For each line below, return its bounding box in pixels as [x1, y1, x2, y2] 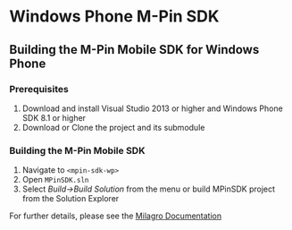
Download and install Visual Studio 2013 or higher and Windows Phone [21, 103, 283, 114]
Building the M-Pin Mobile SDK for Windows [9, 42, 260, 57]
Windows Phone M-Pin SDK [9, 6, 220, 27]
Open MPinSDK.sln [21, 175, 89, 185]
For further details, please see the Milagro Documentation [9, 210, 221, 221]
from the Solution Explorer [21, 193, 120, 204]
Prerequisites [9, 82, 69, 95]
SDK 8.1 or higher [21, 112, 87, 123]
